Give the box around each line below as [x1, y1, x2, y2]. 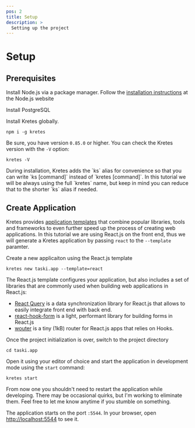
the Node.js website [6, 95, 54, 102]
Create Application [6, 203, 76, 213]
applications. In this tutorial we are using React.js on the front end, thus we [6, 231, 186, 238]
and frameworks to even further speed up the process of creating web [6, 225, 176, 232]
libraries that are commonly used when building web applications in [6, 282, 168, 290]
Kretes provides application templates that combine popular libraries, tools [6, 218, 185, 225]
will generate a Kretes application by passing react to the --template [6, 237, 171, 244]
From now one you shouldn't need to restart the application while [6, 386, 163, 393]
